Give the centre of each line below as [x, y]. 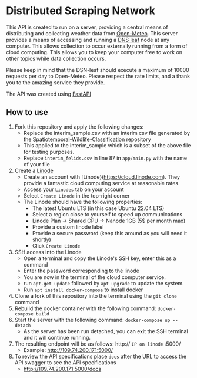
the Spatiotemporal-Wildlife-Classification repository [87, 139]
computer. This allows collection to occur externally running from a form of [97, 46]
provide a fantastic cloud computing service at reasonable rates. [101, 183]
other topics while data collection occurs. [56, 58]
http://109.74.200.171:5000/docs [62, 369]
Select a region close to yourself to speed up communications [107, 214]
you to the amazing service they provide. [56, 82]
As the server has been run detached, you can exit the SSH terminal [106, 331]
